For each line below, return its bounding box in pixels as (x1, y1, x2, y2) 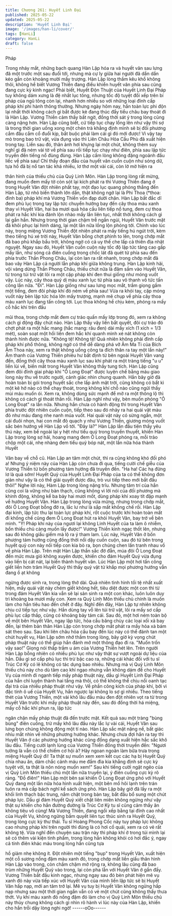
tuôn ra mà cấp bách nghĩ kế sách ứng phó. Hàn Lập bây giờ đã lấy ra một (5, 786, 162, 792)
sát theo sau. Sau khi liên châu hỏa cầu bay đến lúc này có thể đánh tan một (5, 628, 167, 635)
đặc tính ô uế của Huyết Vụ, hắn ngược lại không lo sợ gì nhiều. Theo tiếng (5, 689, 163, 695)
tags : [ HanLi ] (5, 31, 36, 36)
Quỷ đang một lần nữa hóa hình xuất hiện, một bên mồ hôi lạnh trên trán (5, 780, 158, 786)
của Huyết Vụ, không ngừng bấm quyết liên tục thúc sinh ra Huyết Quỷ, (5, 813, 156, 819)
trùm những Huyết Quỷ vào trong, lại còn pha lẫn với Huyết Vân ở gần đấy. (5, 866, 162, 873)
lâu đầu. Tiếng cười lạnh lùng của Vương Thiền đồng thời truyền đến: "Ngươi (5, 742, 166, 748)
